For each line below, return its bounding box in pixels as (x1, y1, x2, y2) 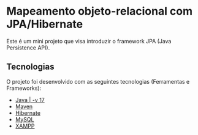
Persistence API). (6, 44, 50, 51)
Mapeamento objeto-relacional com (6, 4, 193, 18)
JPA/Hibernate (6, 17, 83, 31)
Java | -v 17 (15, 96, 45, 103)
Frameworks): (6, 84, 42, 92)
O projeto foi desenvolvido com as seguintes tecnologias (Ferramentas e (6, 78, 190, 85)
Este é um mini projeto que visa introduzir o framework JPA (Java (6, 37, 172, 45)
